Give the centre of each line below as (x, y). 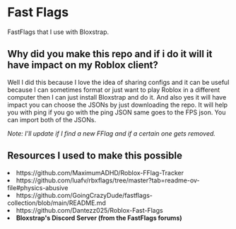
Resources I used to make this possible (95, 156)
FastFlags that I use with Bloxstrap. (58, 32)
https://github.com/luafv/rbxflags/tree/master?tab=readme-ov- (108, 180)
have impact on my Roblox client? (83, 65)
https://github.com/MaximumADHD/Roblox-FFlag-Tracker (100, 172)
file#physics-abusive (38, 187)
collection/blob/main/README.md (57, 203)
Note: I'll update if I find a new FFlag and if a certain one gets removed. (111, 133)
